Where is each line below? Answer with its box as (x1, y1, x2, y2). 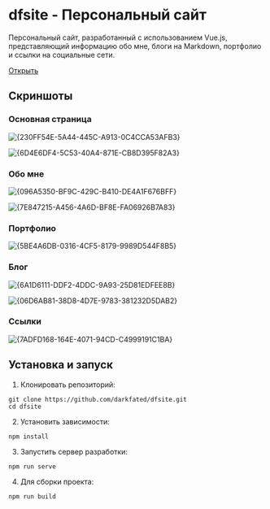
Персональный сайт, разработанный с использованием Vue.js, (8, 33, 228, 42)
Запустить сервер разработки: (20, 446, 128, 456)
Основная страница (8, 114, 92, 125)
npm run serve (8, 462, 57, 471)
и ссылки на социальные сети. (8, 50, 115, 59)
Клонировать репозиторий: (20, 380, 115, 389)
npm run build (8, 492, 57, 501)
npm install (8, 433, 49, 441)
